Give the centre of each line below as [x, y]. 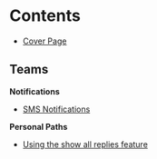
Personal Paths [39, 126]
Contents [45, 16]
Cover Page [44, 41]
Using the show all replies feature [85, 144]
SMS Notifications [56, 109]
